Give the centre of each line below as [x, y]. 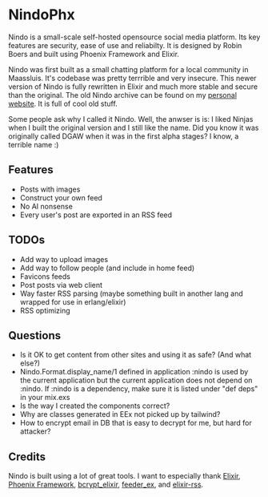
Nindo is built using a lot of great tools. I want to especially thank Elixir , [124, 476]
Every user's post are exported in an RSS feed [96, 215]
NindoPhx [42, 15]
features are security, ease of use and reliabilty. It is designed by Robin [125, 45]
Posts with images [50, 189]
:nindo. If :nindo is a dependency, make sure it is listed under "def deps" [139, 389]
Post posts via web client [61, 285]
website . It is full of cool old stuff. [63, 103]
